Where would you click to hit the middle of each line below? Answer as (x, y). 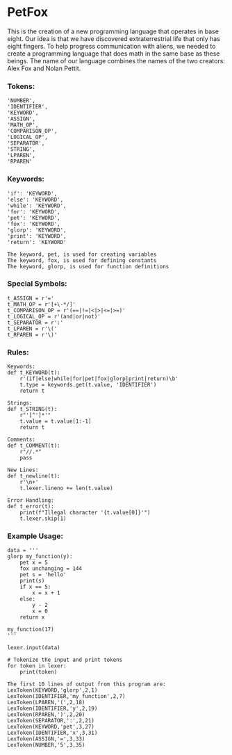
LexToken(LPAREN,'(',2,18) (46, 703)
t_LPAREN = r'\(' (32, 328)
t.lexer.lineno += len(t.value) (66, 488)
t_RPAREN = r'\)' (32, 334)
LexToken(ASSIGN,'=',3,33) (46, 739)
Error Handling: (31, 501)
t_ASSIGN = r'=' (31, 298)
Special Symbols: (37, 284)
